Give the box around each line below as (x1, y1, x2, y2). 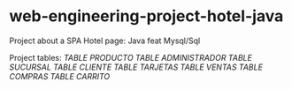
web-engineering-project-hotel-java (9, 6, 284, 26)
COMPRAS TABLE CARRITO (9, 70, 111, 81)
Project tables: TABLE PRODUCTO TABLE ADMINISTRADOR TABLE (9, 52, 252, 63)
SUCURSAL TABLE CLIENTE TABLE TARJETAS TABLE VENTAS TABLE (9, 62, 264, 72)
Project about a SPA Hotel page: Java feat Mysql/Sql (9, 35, 201, 46)
